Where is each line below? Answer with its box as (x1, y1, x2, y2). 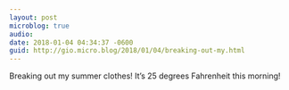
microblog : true (9, 21, 70, 30)
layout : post (9, 12, 58, 22)
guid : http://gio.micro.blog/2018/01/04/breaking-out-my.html (9, 46, 245, 55)
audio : (9, 29, 34, 38)
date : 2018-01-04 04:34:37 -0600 (9, 37, 134, 47)
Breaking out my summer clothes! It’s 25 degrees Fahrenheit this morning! (9, 70, 281, 81)
